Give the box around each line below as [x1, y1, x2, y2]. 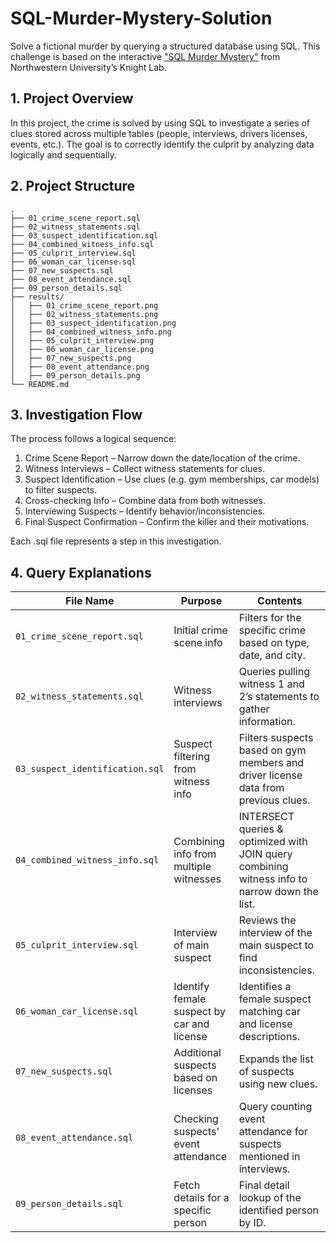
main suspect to [238, 938, 315, 952]
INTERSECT [238, 810, 295, 824]
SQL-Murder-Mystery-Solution [10, 7, 273, 30]
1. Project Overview [10, 90, 134, 107]
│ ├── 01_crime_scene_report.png [10, 300, 159, 311]
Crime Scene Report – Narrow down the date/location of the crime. [24, 452, 301, 464]
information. [238, 715, 296, 729]
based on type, [238, 636, 310, 650]
